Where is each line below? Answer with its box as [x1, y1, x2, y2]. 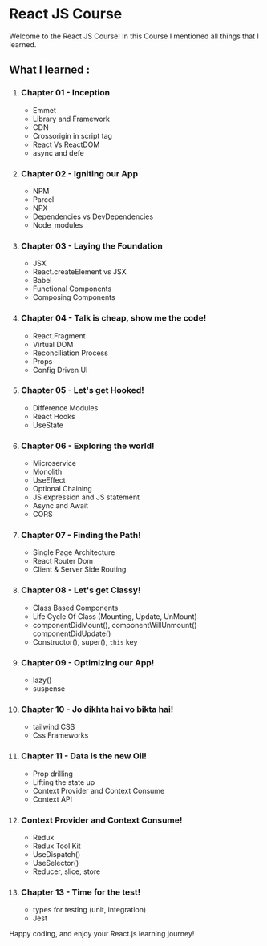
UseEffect [32, 475, 67, 485]
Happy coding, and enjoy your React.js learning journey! [9, 929, 195, 939]
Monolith [32, 467, 63, 477]
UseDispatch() [32, 849, 81, 859]
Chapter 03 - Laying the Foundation [20, 240, 163, 251]
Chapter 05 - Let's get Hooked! [20, 385, 144, 396]
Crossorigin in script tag [32, 131, 113, 140]
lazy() [32, 675, 52, 685]
